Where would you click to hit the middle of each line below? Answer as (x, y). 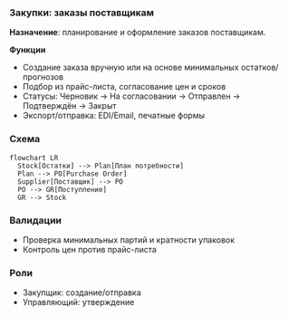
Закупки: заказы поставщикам (82, 13)
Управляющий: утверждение (78, 302)
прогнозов (43, 77)
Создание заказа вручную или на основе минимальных (131, 67)
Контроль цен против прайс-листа (89, 249)
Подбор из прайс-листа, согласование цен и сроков (124, 87)
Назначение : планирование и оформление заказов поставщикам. (138, 33)
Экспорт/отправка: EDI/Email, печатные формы (114, 116)
